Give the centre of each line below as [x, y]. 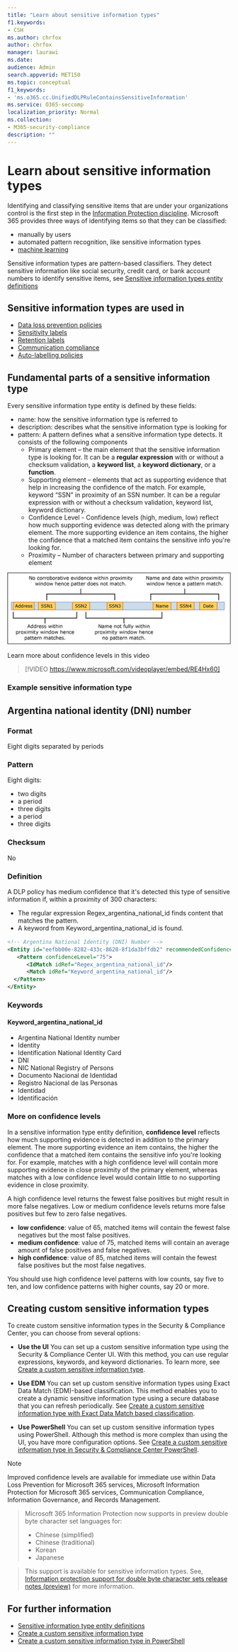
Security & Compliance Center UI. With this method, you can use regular [123, 1355]
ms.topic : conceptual [39, 82]
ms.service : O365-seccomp [45, 105]
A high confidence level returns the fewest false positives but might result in [118, 1199]
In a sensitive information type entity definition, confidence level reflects [114, 1132]
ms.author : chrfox [34, 38]
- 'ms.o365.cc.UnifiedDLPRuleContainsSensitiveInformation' [98, 97]
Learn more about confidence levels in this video [79, 656]
